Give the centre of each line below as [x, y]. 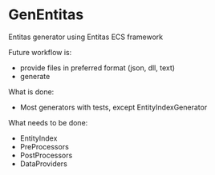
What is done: [31, 91]
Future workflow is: [40, 52]
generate [35, 76]
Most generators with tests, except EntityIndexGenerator [114, 107]
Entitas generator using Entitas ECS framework [86, 37]
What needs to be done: [48, 122]
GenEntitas [46, 15]
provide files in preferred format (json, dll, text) [97, 68]
